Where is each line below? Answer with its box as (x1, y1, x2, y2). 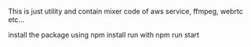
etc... (8, 15, 25, 24)
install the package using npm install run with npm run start (8, 31, 200, 39)
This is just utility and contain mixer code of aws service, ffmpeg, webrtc (8, 7, 243, 16)
